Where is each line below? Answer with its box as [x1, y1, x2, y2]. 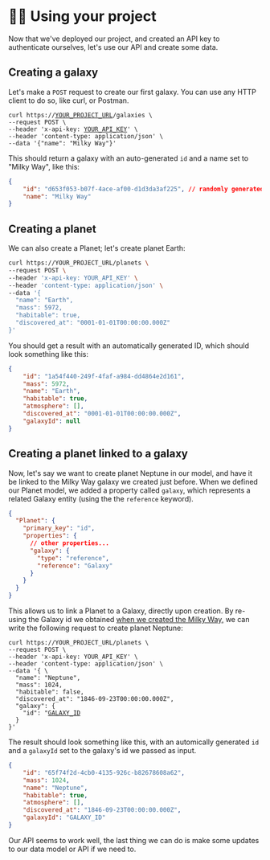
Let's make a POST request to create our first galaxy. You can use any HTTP [8, 87, 257, 96]
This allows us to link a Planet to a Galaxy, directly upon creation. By [8, 606, 234, 616]
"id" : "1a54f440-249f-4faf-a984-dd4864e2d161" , [22, 372, 185, 380]
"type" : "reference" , [37, 554, 110, 562]
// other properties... [29, 539, 110, 547]
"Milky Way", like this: [8, 162, 80, 171]
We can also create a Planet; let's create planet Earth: [8, 244, 186, 253]
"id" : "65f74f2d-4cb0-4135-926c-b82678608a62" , [22, 768, 185, 776]
